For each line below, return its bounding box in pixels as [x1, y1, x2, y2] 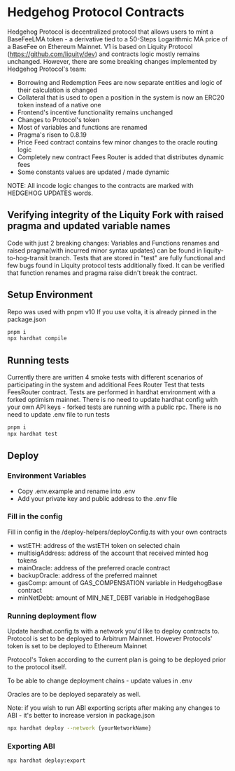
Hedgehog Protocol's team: [7, 65, 87, 73]
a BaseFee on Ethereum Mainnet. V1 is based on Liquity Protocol [7, 42, 193, 51]
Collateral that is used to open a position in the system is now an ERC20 [17, 93, 225, 102]
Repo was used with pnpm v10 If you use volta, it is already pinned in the [7, 307, 217, 316]
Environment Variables [7, 471, 87, 481]
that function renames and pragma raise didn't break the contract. [7, 268, 198, 277]
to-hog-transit [7, 253, 48, 262]
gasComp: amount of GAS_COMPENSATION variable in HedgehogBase [17, 578, 222, 586]
